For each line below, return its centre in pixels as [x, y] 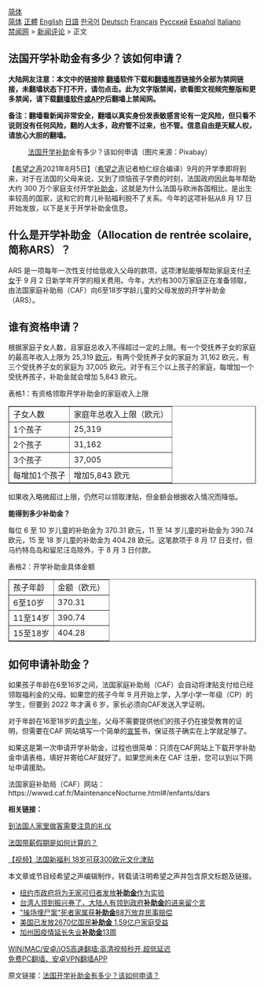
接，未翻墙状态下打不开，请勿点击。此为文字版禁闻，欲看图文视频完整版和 [128, 89]
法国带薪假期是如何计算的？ [53, 843]
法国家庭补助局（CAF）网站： [56, 784]
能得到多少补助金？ [39, 514]
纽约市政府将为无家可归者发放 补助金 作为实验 [92, 893]
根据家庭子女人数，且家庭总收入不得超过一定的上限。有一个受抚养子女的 [125, 347]
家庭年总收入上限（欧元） [121, 415]
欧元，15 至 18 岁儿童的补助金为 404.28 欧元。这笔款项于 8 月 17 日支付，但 [130, 540]
